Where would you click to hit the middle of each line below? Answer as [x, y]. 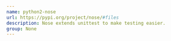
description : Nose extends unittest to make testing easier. [86, 23]
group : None [21, 29]
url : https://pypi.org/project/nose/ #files [63, 17]
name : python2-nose [31, 12]
